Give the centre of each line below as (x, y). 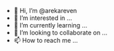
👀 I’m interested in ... (43, 18)
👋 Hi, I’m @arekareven (45, 11)
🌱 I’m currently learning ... (50, 25)
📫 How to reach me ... (46, 40)
